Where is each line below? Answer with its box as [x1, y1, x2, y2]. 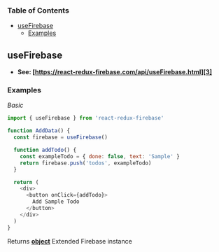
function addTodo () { [13, 146, 77, 154]
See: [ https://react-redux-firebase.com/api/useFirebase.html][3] [17, 68, 212, 76]
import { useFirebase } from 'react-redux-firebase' [7, 115, 164, 122]
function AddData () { [7, 127, 71, 134]
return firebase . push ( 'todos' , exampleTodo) [20, 160, 152, 167]
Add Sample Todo [32, 198, 80, 205]
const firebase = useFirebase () [13, 134, 108, 141]
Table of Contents [7, 6, 70, 15]
